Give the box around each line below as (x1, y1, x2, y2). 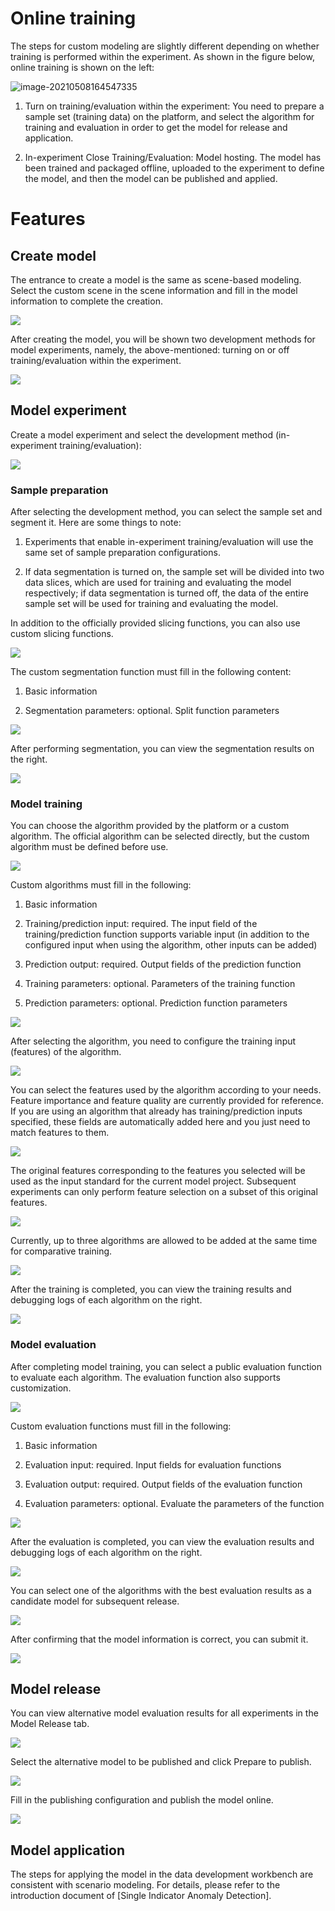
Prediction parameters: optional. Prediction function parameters (24, 997, 288, 1009)
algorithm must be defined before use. (10, 841, 169, 853)
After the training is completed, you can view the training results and (10, 1283, 292, 1296)
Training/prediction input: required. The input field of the (24, 918, 258, 930)
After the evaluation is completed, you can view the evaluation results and (10, 1535, 315, 1547)
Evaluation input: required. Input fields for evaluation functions (24, 1458, 282, 1471)
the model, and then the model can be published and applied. (24, 172, 278, 184)
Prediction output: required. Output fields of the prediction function (24, 958, 302, 971)
